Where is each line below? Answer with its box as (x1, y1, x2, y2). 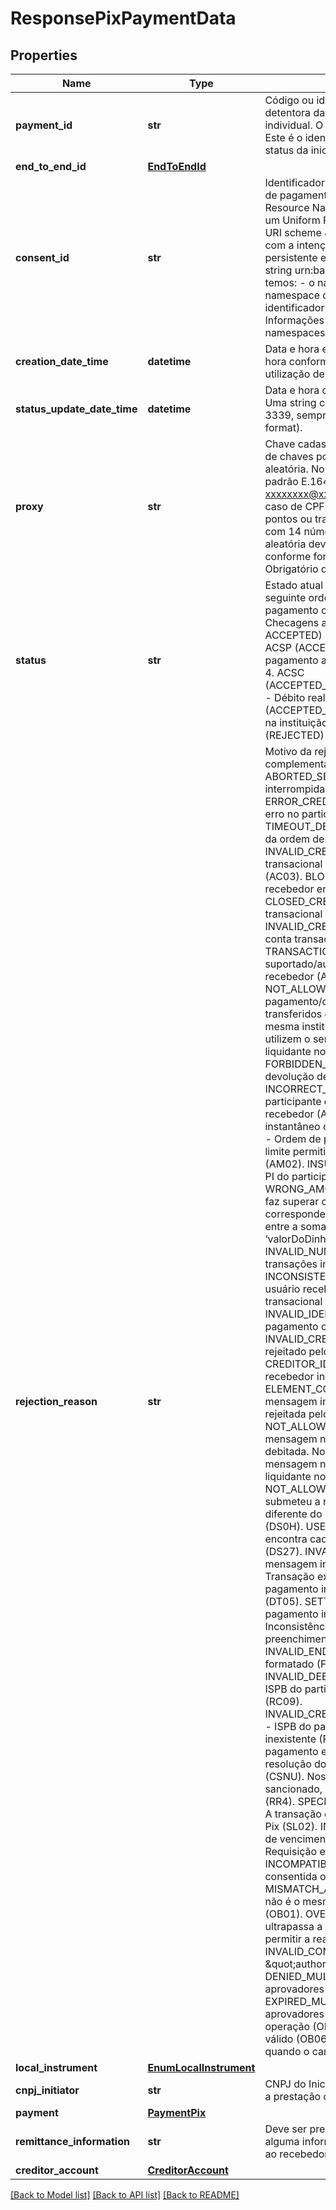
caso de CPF (264, 500, 325, 513)
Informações (264, 313, 325, 327)
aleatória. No (264, 462, 325, 476)
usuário (264, 1282, 301, 1296)
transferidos (264, 1007, 323, 1021)
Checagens (264, 616, 320, 629)
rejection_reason (15, 1395, 98, 1408)
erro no (264, 807, 300, 821)
